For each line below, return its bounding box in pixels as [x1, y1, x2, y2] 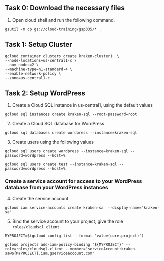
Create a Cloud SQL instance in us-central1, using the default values [12, 102, 153, 108]
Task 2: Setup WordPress [5, 89, 86, 98]
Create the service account [12, 195, 69, 201]
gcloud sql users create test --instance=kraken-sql [5, 162, 117, 167]
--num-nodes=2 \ [5, 62, 39, 67]
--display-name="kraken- [108, 205, 160, 210]
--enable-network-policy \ [5, 71, 61, 76]
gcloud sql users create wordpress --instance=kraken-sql [5, 149, 128, 154]
